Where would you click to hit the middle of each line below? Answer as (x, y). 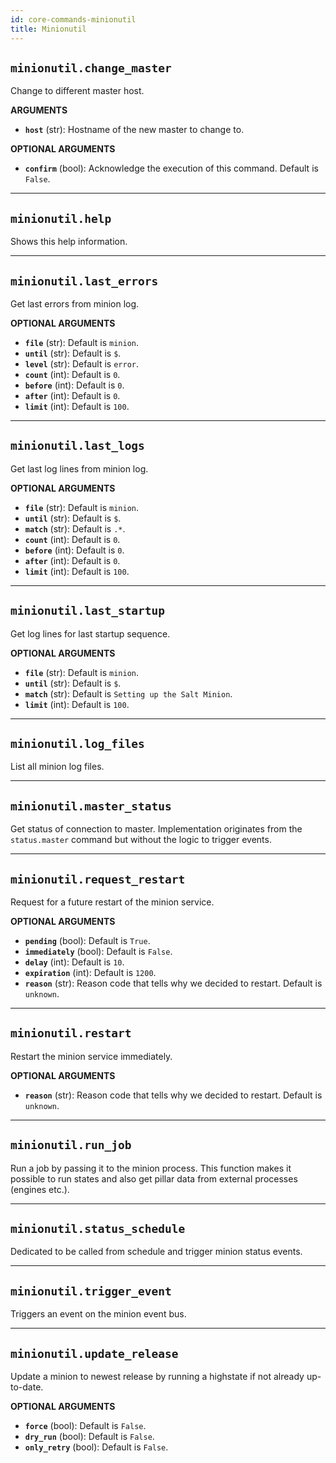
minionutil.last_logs (77, 446)
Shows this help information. (69, 242)
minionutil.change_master (91, 68)
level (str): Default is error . (81, 363)
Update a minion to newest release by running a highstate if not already (157, 1377)
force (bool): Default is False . (85, 1426)
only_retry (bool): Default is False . (96, 1447)
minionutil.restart (71, 1033)
